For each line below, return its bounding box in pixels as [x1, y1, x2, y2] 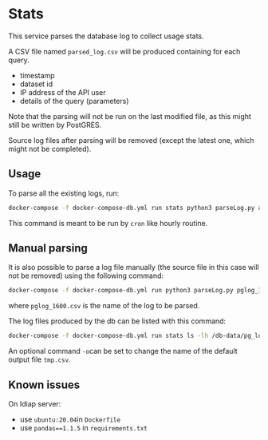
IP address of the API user [19, 87, 106, 97]
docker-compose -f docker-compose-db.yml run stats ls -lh [8, 332, 209, 340]
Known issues [8, 378, 81, 391]
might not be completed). [8, 144, 92, 153]
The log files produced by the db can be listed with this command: [8, 316, 226, 326]
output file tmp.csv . [8, 355, 71, 364]
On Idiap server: [8, 399, 61, 408]
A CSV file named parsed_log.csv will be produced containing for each [8, 46, 241, 56]
